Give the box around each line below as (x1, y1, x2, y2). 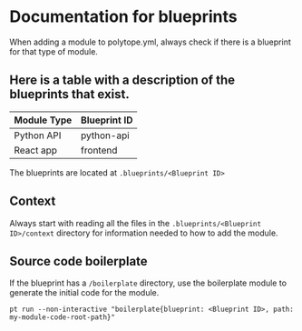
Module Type (14, 114, 73, 126)
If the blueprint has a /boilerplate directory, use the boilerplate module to (9, 277, 287, 288)
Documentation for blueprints (9, 6, 238, 27)
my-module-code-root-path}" (9, 313, 116, 322)
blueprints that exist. (9, 86, 130, 102)
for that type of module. (9, 45, 98, 56)
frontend (80, 144, 118, 156)
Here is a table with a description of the (9, 73, 236, 88)
